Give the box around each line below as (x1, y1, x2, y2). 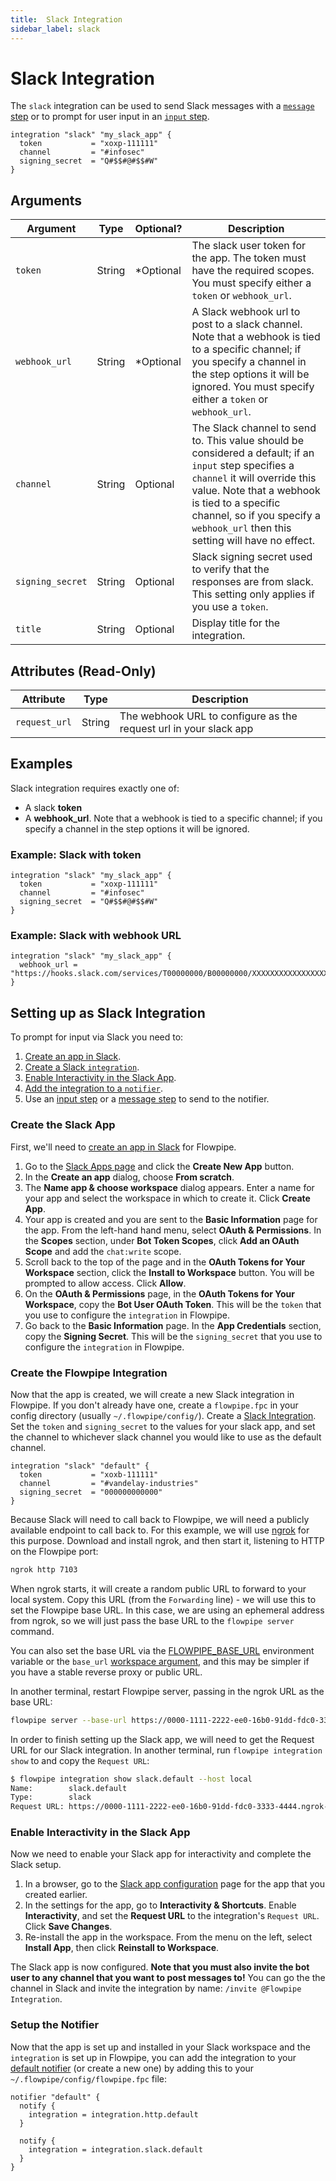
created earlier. (24, 1889, 88, 1901)
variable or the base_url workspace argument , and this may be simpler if (10, 1655, 310, 1667)
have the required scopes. (191, 264, 315, 278)
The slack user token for (191, 239, 307, 253)
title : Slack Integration (10, 14, 123, 25)
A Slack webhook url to (191, 305, 301, 319)
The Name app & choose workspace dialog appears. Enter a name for (24, 1181, 315, 1193)
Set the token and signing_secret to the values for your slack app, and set (10, 1420, 316, 1432)
